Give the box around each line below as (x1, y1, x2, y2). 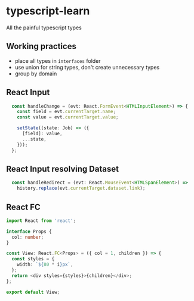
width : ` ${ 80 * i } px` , (17, 262, 73, 267)
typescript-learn (6, 4, 90, 18)
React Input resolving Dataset (6, 163, 119, 174)
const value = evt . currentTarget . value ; (17, 114, 119, 120)
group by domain (14, 70, 57, 77)
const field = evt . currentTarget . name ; (17, 109, 116, 115)
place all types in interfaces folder (14, 57, 101, 64)
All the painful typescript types (6, 24, 82, 31)
